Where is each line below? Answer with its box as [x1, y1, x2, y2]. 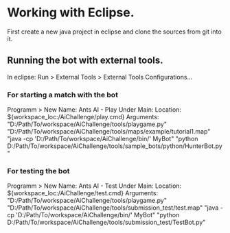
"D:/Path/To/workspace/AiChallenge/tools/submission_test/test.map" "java [7, 204, 219, 212]
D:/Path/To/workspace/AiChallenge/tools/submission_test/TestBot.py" [7, 218, 206, 227]
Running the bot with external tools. [7, 55, 163, 66]
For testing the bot [7, 166, 70, 175]
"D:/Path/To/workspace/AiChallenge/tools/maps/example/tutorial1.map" [7, 127, 211, 136]
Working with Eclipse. [7, 5, 135, 21]
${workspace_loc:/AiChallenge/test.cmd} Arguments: [7, 189, 159, 197]
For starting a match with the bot [7, 90, 119, 99]
